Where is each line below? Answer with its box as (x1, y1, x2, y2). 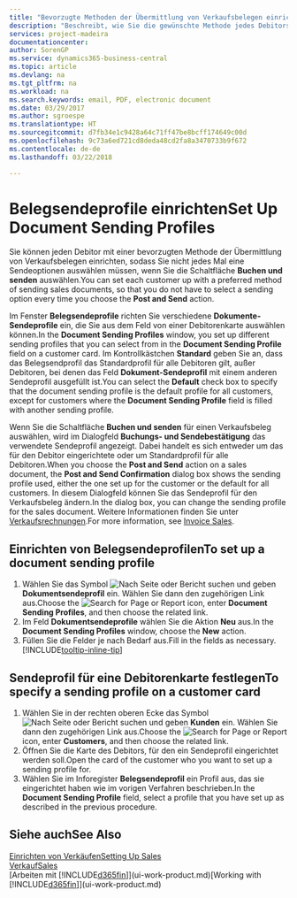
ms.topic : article (9, 63, 77, 72)
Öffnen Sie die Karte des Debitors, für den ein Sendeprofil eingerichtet (21, 745, 278, 756)
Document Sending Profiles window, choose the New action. (21, 626, 247, 637)
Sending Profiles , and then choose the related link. (21, 607, 209, 618)
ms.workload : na (9, 87, 69, 96)
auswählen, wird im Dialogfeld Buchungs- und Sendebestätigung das (9, 431, 266, 442)
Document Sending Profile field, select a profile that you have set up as (21, 793, 285, 803)
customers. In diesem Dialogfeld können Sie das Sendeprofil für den (9, 487, 258, 498)
